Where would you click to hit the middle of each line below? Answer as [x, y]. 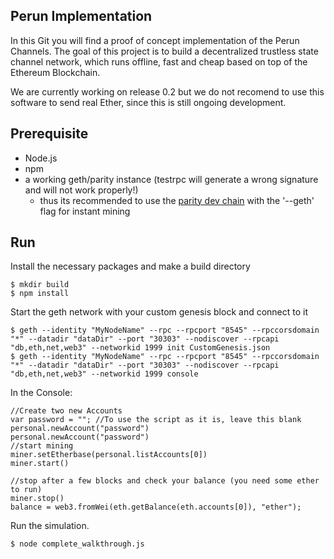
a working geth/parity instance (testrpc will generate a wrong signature [171, 179]
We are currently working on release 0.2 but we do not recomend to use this [167, 91]
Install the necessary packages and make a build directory [130, 266]
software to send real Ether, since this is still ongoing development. [148, 102]
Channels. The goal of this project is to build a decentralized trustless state [164, 51]
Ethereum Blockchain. [55, 72]
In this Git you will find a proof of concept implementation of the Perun [155, 40]
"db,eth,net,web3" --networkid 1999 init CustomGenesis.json [140, 348]
